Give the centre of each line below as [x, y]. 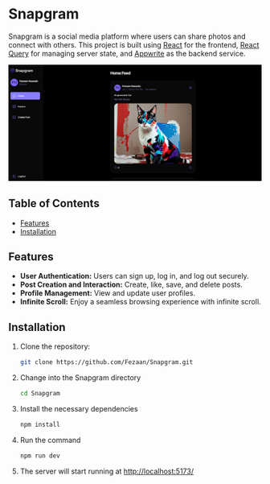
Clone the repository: [55, 346]
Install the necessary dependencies [79, 408]
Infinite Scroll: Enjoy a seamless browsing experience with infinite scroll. [140, 302]
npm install [40, 424]
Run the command [50, 440]
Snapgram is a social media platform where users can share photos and [127, 36]
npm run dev [40, 456]
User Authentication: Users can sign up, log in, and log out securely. [134, 276]
